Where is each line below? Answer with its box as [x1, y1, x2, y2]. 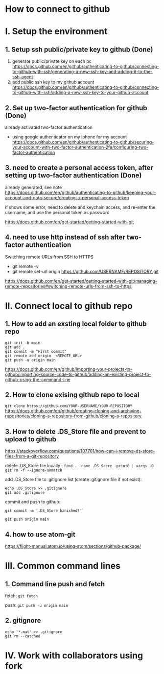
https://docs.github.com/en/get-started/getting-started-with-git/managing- [5, 278, 158, 284]
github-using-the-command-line [5, 376, 71, 383]
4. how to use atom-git [5, 530, 76, 538]
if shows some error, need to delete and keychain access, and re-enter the [5, 204, 156, 210]
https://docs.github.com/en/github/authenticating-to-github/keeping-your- [5, 190, 156, 195]
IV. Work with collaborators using [5, 650, 143, 661]
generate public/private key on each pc [12, 58, 92, 64]
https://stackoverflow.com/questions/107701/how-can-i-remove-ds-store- [5, 448, 155, 454]
